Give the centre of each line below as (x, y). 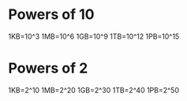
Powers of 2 (48, 68)
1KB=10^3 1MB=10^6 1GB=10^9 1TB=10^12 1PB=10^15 (94, 36)
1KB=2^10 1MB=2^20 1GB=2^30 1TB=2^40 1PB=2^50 (94, 90)
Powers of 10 (51, 15)
